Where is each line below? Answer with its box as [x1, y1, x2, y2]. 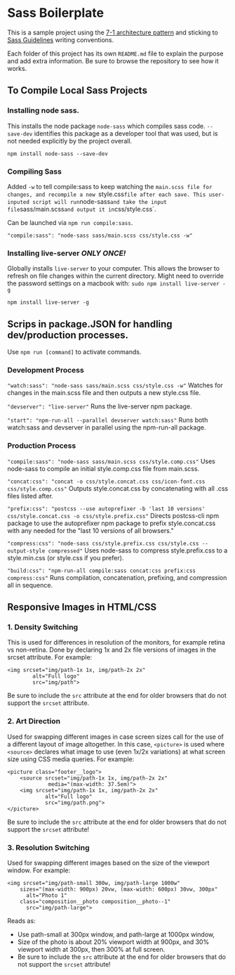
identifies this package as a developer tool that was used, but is [34, 129, 218, 138]
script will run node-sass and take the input [32, 197, 167, 205]
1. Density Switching [7, 622, 79, 632]
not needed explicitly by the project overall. [7, 136, 133, 145]
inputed [7, 198, 30, 205]
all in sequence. [7, 581, 53, 589]
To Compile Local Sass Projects [7, 84, 147, 96]
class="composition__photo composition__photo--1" [20, 898, 171, 905]
